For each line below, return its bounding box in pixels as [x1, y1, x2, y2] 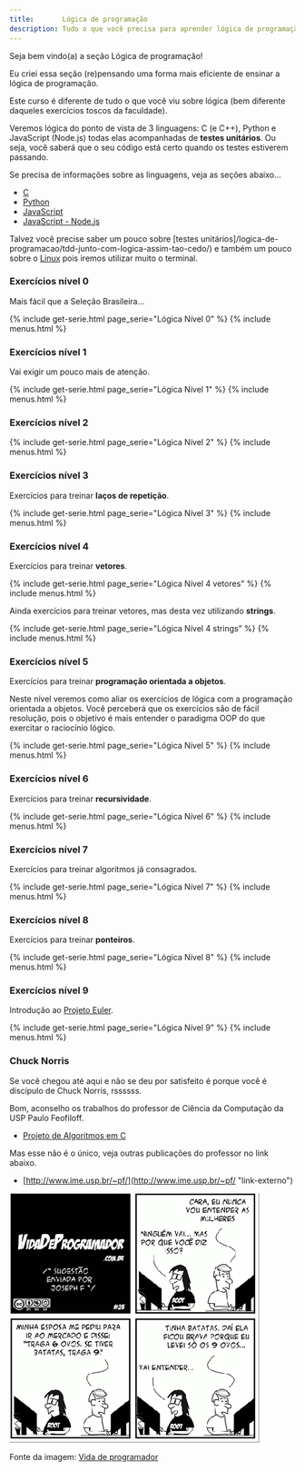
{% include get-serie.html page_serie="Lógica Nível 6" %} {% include [9, 810, 271, 821]
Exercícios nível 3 [9, 469, 89, 482]
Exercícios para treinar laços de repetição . [9, 490, 170, 501]
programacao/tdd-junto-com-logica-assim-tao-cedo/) [9, 243, 213, 253]
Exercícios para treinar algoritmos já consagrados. [9, 863, 198, 874]
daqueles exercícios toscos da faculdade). [9, 104, 168, 115]
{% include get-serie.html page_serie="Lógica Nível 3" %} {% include [9, 507, 271, 518]
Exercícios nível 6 [9, 772, 89, 785]
